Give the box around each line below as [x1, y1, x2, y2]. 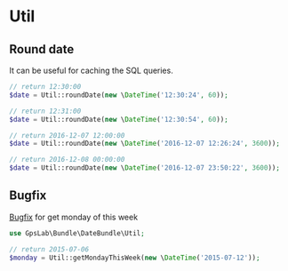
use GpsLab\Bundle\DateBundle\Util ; [9, 228, 145, 237]
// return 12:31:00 [9, 107, 82, 116]
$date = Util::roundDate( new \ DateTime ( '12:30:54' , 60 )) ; [9, 115, 228, 124]
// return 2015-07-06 [9, 244, 90, 254]
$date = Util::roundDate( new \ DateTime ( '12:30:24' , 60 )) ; [9, 91, 228, 100]
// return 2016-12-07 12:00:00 [9, 131, 125, 139]
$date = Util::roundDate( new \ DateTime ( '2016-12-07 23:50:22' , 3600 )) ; [9, 163, 280, 172]
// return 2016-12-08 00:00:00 [9, 155, 125, 164]
